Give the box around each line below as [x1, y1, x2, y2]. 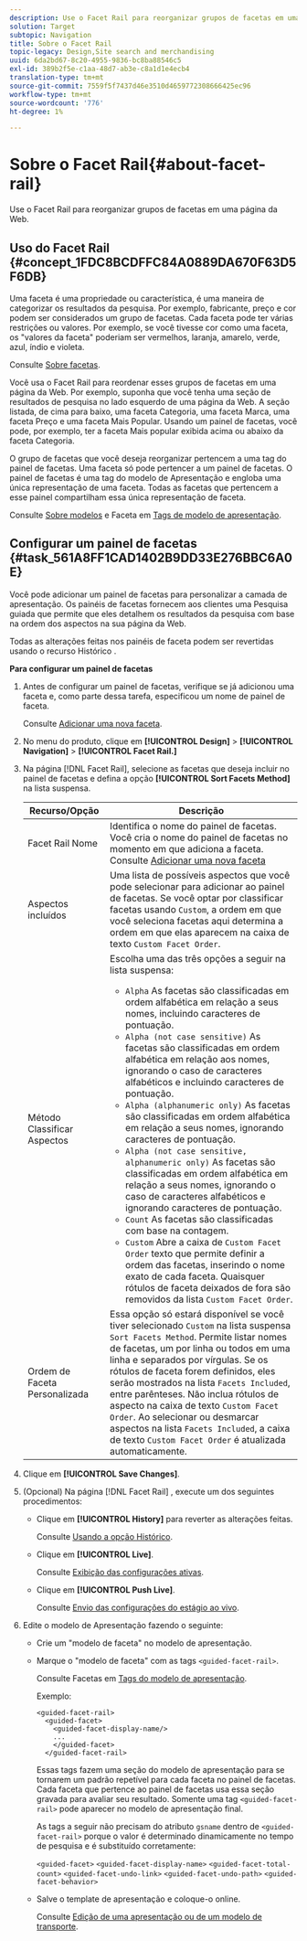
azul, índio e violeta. [9, 342, 85, 352]
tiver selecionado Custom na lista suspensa [109, 1318, 291, 1331]
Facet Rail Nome [26, 837, 99, 849]
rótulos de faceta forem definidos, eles [109, 1364, 276, 1377]
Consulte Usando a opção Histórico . [36, 1530, 174, 1541]
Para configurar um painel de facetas [9, 663, 153, 674]
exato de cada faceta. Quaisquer [124, 1270, 265, 1283]
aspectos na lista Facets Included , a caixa [109, 1422, 291, 1434]
